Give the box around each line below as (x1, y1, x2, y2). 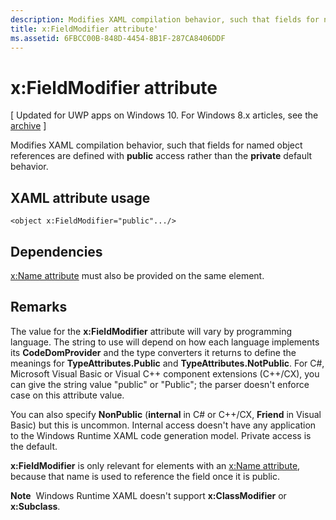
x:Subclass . (10, 500, 61, 512)
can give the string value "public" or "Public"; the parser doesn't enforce (10, 378, 310, 390)
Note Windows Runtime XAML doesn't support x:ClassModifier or (10, 489, 287, 501)
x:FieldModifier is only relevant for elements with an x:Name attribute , (10, 459, 301, 471)
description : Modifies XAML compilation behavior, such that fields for (10, 14, 320, 25)
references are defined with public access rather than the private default (10, 150, 313, 162)
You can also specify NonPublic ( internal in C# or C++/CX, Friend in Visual (10, 408, 322, 420)
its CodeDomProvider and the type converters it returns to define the (10, 346, 297, 358)
